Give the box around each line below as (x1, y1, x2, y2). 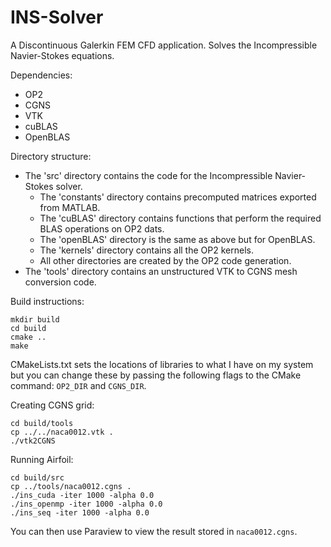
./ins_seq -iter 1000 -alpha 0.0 (10, 507, 150, 518)
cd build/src (10, 472, 65, 483)
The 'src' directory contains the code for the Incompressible (24, 169, 273, 181)
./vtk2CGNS (10, 436, 56, 446)
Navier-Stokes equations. (10, 49, 115, 61)
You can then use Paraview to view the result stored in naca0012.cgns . (10, 525, 298, 537)
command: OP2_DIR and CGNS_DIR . (10, 379, 147, 391)
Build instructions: (10, 295, 85, 307)
